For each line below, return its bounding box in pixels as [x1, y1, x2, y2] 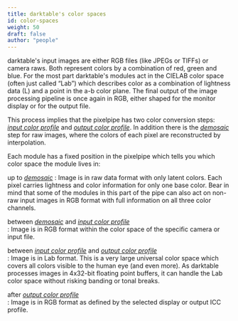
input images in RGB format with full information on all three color [20, 196, 212, 205]
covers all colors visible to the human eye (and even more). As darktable [7, 261, 219, 270]
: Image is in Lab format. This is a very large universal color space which [7, 254, 219, 263]
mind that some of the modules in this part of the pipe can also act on [7, 189, 211, 197]
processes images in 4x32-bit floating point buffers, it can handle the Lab [7, 269, 223, 278]
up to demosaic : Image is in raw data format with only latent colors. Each [7, 174, 222, 182]
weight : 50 [7, 23, 40, 31]
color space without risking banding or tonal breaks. [7, 277, 160, 285]
